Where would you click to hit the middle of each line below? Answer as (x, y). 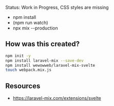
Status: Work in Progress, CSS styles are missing (57, 7)
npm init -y (18, 56)
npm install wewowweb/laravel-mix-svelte (50, 65)
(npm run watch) (30, 23)
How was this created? (43, 44)
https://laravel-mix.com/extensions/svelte (57, 98)
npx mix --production (35, 28)
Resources (23, 86)
